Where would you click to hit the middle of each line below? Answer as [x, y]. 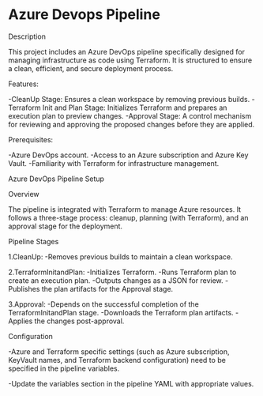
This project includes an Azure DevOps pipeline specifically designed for [126, 51]
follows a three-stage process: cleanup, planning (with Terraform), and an [128, 217]
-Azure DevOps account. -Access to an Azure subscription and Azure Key [128, 155]
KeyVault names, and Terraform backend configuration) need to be [117, 360]
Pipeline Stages [34, 241]
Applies [21, 321]
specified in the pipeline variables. [64, 368]
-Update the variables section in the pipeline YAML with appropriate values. [131, 383]
